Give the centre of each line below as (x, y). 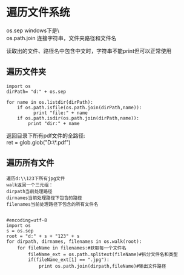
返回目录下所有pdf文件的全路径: (46, 135)
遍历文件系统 (38, 12)
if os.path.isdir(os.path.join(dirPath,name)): (78, 118)
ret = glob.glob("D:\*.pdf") (38, 142)
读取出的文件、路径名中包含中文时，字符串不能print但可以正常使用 (89, 51)
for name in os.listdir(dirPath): (50, 102)
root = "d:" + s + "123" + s (43, 236)
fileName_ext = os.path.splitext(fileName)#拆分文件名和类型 (103, 254)
